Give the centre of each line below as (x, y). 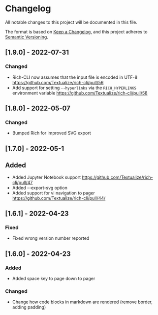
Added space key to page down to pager (54, 278)
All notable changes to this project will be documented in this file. (71, 22)
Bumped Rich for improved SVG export (51, 133)
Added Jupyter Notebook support (47, 177)
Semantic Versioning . (27, 37)
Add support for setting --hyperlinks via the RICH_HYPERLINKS (74, 88)
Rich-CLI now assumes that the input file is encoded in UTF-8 (75, 77)
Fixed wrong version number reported (51, 238)
